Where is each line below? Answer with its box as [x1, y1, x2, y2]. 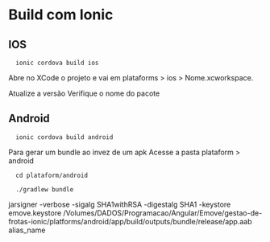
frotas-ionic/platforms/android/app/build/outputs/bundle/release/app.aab [8, 216, 252, 226]
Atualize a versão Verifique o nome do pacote [8, 88, 160, 98]
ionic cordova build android [15, 133, 114, 142]
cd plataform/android [15, 171, 89, 179]
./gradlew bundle [15, 185, 74, 194]
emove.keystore [8, 207, 62, 218]
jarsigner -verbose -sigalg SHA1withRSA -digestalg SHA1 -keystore [8, 199, 231, 209]
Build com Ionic [8, 6, 114, 24]
